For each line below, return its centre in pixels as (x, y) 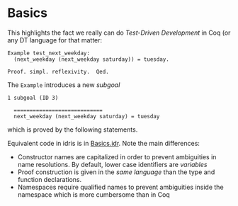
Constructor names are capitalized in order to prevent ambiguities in (117, 156)
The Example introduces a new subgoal (64, 85)
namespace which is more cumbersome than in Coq (93, 194)
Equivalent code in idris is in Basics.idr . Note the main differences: (104, 143)
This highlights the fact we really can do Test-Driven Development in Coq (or (119, 33)
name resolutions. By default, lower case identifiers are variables (112, 164)
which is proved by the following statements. (73, 130)
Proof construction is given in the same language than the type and (116, 172)
